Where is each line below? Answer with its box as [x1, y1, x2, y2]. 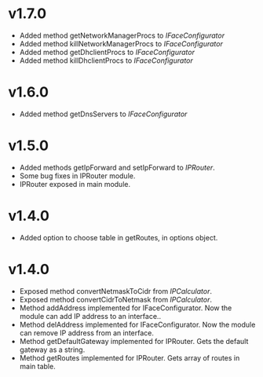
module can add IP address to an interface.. [19, 311, 162, 320]
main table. [19, 361, 57, 371]
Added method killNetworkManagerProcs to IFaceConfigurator [19, 38, 224, 48]
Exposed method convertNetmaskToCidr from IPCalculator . [19, 286, 212, 295]
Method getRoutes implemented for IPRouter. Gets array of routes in [19, 353, 240, 362]
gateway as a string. [19, 345, 86, 354]
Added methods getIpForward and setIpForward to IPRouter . [19, 163, 216, 172]
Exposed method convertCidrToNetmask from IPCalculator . [19, 295, 212, 304]
